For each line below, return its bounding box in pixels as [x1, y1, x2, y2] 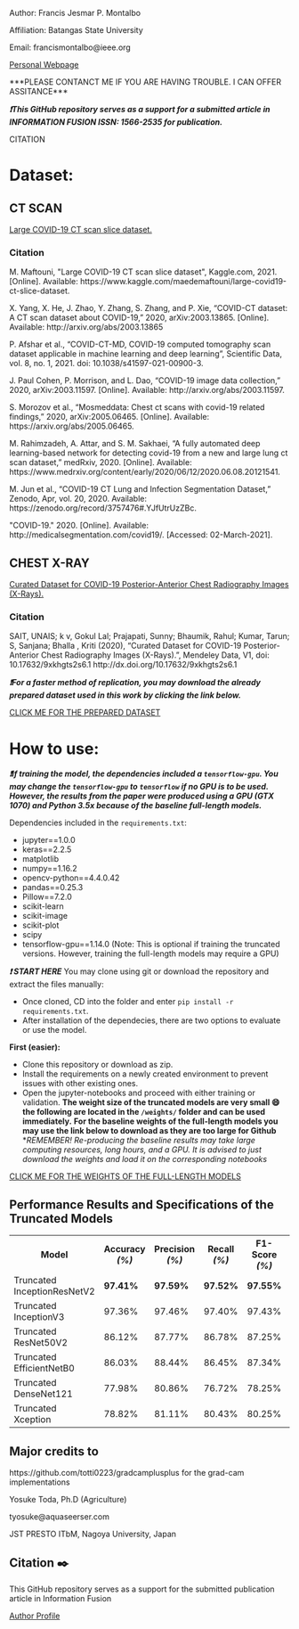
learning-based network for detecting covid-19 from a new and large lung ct [9, 447, 288, 458]
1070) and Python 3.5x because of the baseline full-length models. [9, 800, 263, 811]
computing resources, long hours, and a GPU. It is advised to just [21, 1144, 263, 1155]
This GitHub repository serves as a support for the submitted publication [9, 1584, 275, 1594]
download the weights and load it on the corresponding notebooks [21, 1154, 268, 1165]
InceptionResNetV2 [13, 1285, 95, 1297]
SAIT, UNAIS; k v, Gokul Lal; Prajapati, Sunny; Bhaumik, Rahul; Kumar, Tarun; [9, 631, 290, 642]
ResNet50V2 [13, 1337, 69, 1349]
